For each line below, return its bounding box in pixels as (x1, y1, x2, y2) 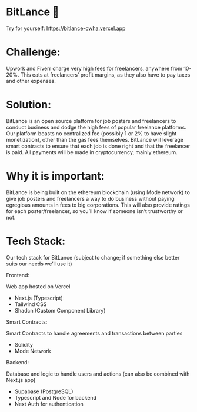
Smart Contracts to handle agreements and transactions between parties (6, 330, 183, 337)
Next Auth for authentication (14, 400, 84, 407)
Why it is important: (6, 170, 105, 182)
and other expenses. (6, 77, 56, 84)
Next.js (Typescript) (14, 294, 63, 301)
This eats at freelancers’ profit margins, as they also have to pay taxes (20, 71, 191, 78)
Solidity (14, 341, 34, 348)
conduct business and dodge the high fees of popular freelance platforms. (6, 124, 186, 131)
